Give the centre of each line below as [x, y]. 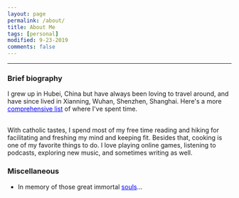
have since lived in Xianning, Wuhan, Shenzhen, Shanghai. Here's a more [115, 101]
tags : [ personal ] [33, 34]
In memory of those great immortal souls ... [80, 187]
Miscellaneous [33, 171]
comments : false [31, 47]
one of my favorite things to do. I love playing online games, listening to [112, 145]
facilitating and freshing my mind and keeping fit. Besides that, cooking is [115, 138]
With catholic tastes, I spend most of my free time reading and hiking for [113, 130]
